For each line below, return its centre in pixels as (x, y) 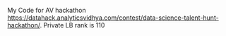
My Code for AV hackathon (47, 10)
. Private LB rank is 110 (72, 25)
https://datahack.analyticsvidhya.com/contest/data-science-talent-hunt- (113, 18)
